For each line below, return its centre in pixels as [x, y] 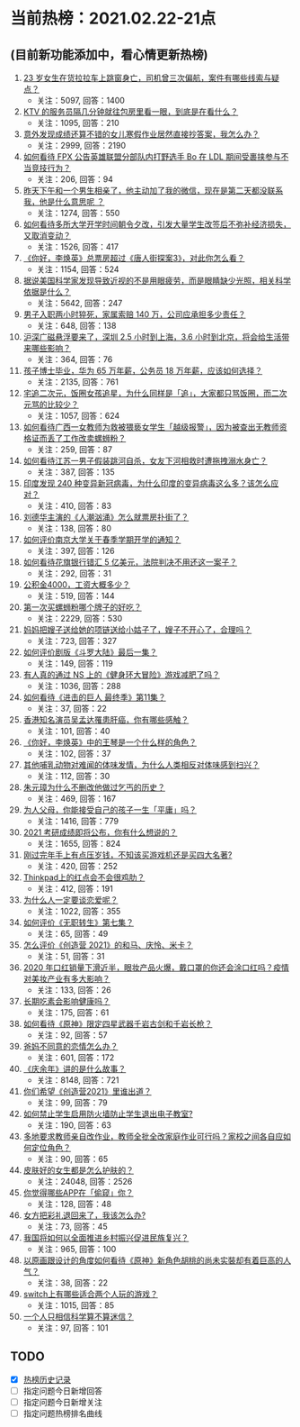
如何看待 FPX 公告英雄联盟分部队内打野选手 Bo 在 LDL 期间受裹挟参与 [152, 157]
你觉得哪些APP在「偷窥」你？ [78, 1193]
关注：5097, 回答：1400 [80, 100]
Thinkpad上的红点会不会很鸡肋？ [84, 877]
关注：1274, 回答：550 [78, 213]
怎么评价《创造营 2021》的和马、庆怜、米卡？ [108, 945]
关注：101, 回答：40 [73, 731]
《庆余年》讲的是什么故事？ [75, 1069]
